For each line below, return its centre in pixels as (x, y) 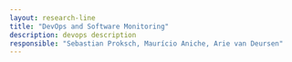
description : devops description (73, 35)
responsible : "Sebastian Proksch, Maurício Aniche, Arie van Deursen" (146, 43)
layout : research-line (52, 18)
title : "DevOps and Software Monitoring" (89, 26)
